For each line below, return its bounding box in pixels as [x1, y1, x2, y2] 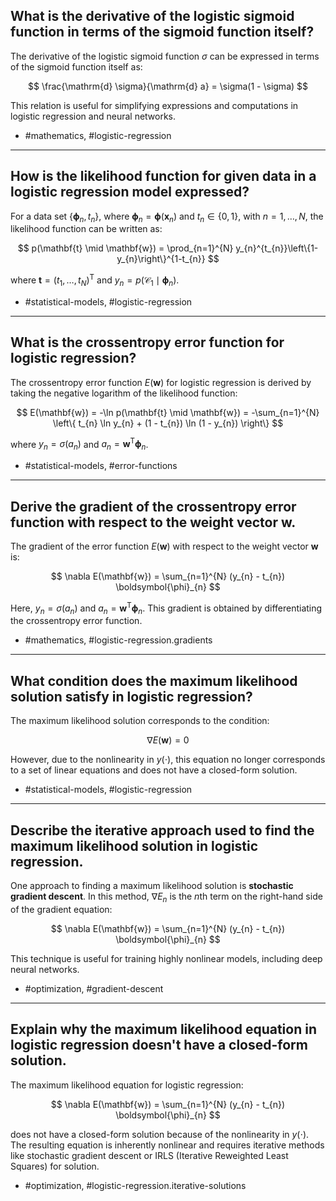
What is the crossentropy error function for [10, 334, 285, 351]
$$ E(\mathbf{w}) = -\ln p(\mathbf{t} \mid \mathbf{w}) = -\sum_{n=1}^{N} [16, 406, 320, 418]
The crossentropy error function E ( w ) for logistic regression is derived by [10, 376, 312, 388]
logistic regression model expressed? [10, 184, 250, 201]
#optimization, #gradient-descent [24, 982, 164, 994]
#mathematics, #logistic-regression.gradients [24, 634, 213, 646]
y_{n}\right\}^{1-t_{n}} [116, 253, 206, 265]
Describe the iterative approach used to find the [10, 822, 315, 839]
